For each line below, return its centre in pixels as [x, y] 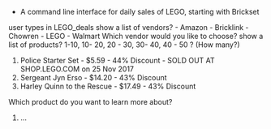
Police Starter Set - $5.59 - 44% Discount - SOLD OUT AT [117, 60]
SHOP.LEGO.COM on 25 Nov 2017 [77, 69]
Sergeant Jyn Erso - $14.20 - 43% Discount [94, 77]
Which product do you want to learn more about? [90, 102]
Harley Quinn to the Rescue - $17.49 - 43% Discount [108, 86]
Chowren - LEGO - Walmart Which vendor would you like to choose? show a [136, 36]
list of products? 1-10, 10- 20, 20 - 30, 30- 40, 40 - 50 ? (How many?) [125, 45]
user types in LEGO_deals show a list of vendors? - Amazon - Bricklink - [129, 27]
